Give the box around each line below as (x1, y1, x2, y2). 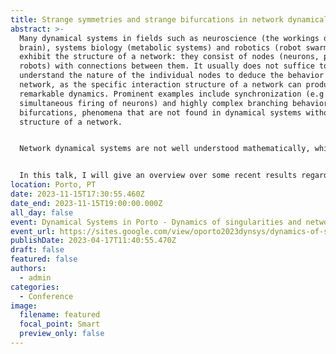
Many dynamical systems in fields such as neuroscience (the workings (19, 33, 320, 43)
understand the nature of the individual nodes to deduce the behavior (19, 71, 325, 81)
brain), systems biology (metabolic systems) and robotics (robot (19, 42, 302, 53)
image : (10, 301, 38, 311)
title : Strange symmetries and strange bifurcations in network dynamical (10, 14, 329, 25)
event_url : (10, 226, 56, 236)
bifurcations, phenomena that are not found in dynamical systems (19, 107, 302, 118)
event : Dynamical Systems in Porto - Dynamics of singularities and (10, 217, 302, 227)
